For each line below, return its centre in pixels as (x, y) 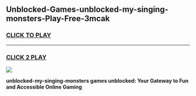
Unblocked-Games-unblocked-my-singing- (87, 10)
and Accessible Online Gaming (44, 87)
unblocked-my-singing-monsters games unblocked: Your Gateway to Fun (97, 80)
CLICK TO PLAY (29, 35)
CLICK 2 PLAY (26, 57)
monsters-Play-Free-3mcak (58, 19)
